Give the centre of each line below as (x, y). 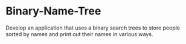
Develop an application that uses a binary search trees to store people (93, 28)
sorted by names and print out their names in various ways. (79, 34)
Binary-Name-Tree (53, 11)
